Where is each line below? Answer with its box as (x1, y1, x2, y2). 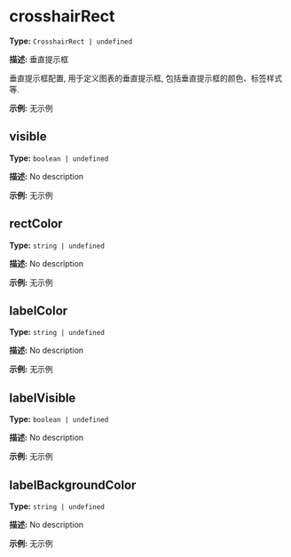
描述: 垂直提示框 (9, 53, 69, 64)
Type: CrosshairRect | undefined (9, 36, 133, 46)
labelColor (9, 303, 68, 318)
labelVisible (9, 390, 76, 405)
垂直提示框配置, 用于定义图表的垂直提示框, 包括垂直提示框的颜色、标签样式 (9, 73, 282, 84)
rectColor (9, 216, 64, 232)
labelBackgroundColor (9, 477, 137, 492)
